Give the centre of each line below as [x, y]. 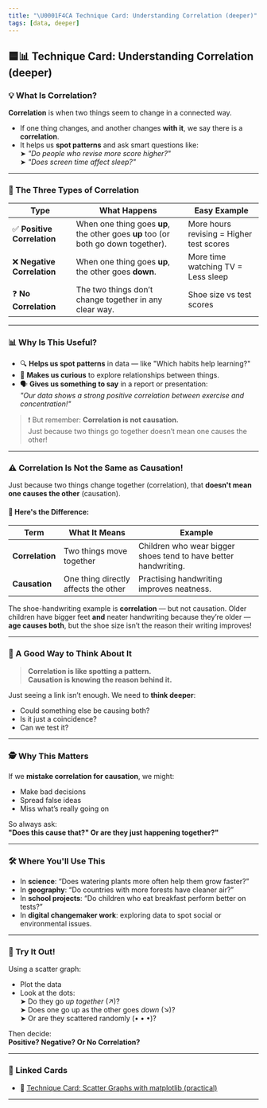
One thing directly [97, 579]
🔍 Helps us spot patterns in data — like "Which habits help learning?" [135, 363]
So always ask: [33, 824]
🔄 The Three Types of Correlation [74, 190]
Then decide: [30, 1034]
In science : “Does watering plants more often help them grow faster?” [134, 882]
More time [207, 257]
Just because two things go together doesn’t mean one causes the [137, 431]
